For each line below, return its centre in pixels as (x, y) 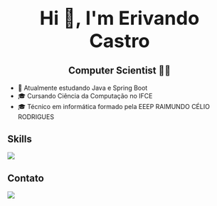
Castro (120, 40)
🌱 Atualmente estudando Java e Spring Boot (83, 88)
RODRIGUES (36, 117)
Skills (20, 139)
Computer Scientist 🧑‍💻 (120, 71)
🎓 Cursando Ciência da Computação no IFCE (85, 96)
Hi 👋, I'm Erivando (120, 17)
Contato (26, 178)
